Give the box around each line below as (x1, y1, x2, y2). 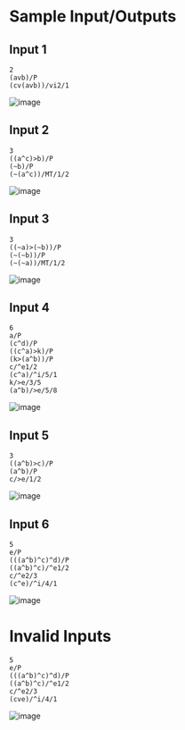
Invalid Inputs (9, 626, 112, 647)
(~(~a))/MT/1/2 (9, 258, 66, 267)
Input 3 (9, 212, 50, 227)
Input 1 (9, 42, 47, 57)
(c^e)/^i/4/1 (9, 579, 58, 589)
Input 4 (9, 300, 51, 315)
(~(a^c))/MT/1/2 (9, 170, 69, 179)
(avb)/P (9, 73, 38, 82)
